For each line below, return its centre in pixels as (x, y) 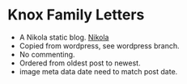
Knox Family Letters (76, 15)
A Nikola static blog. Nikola (64, 37)
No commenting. (47, 54)
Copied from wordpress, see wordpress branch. (99, 45)
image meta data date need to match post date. (98, 71)
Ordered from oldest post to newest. (80, 63)
